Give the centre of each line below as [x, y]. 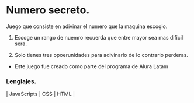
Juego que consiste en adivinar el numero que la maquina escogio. [87, 26]
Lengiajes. [21, 81]
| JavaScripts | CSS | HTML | [40, 94]
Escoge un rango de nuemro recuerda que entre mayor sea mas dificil [99, 37]
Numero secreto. [48, 10]
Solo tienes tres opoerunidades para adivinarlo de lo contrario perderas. [101, 55]
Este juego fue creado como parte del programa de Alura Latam [91, 66]
